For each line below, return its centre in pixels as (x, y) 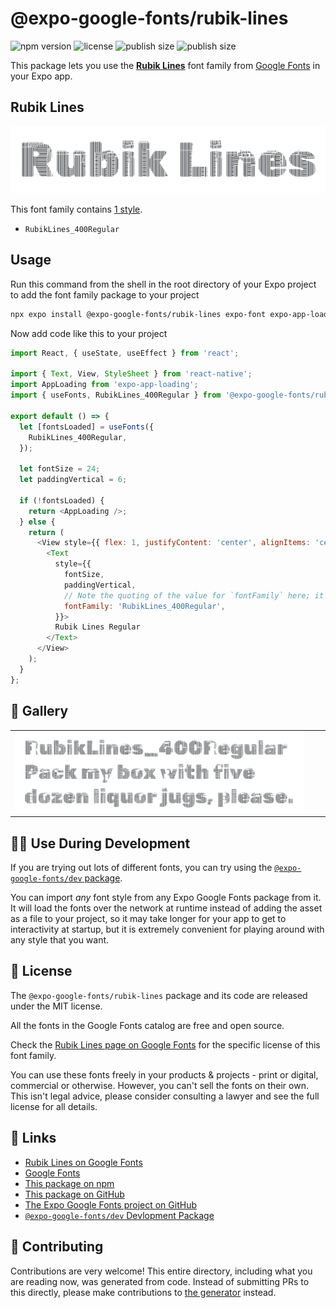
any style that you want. (60, 940)
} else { (37, 522)
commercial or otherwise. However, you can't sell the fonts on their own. (159, 1085)
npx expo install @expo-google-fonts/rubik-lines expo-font (138, 314)
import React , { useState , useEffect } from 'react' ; (125, 353)
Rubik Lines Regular (97, 627)
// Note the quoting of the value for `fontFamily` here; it (194, 595)
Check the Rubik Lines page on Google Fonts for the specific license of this (165, 1044)
